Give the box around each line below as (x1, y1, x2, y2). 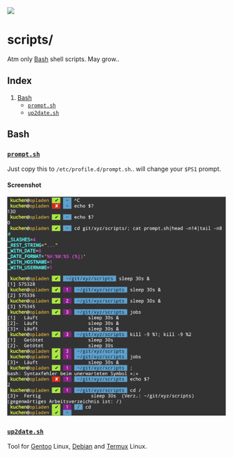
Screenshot (7, 181, 42, 190)
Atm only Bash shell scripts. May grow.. (7, 55, 120, 63)
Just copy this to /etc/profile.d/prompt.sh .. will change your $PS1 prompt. (7, 165, 222, 173)
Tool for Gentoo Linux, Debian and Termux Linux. (7, 442, 148, 450)
